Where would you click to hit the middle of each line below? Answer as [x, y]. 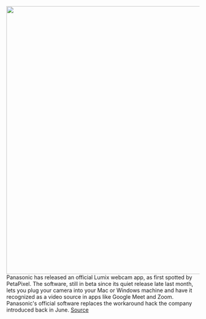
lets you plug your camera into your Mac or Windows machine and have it [99, 290]
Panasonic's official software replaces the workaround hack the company [99, 303]
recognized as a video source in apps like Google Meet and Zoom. [90, 297]
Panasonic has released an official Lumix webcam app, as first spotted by [99, 277]
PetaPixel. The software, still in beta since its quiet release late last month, [100, 284]
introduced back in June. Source [48, 310]
